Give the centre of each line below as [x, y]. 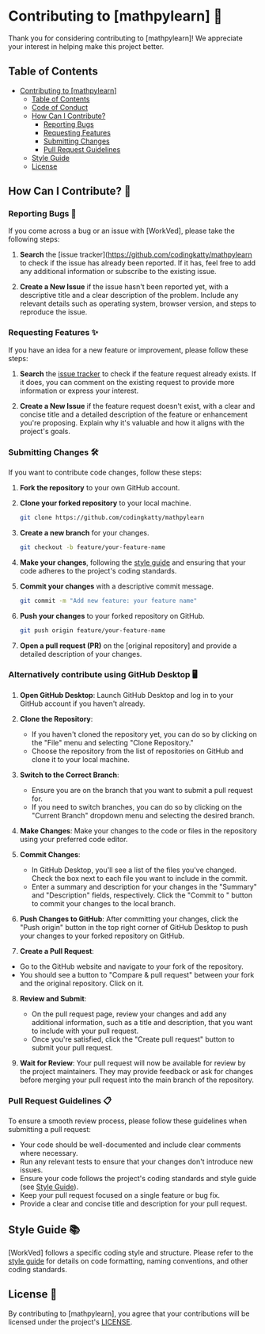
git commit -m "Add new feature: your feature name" [108, 600]
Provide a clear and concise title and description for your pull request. [133, 1204]
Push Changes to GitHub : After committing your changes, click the [129, 919]
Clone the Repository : [56, 718]
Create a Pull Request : [57, 951]
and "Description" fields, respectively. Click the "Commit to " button [142, 895]
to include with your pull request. [85, 1031]
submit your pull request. [72, 1047]
